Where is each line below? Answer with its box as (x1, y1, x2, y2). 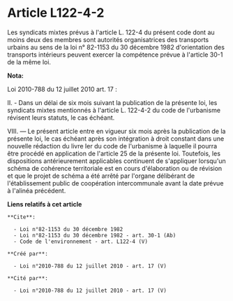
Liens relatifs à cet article (7, 199, 82, 208)
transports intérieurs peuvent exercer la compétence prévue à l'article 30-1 (7, 50, 223, 59)
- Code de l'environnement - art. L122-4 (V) (13, 238, 149, 245)
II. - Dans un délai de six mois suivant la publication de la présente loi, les (7, 98, 218, 106)
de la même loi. (7, 57, 51, 66)
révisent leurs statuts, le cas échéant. (7, 113, 115, 122)
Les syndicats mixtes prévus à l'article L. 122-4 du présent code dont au (7, 28, 215, 36)
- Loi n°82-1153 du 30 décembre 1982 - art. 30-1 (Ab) (13, 232, 176, 239)
